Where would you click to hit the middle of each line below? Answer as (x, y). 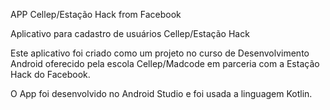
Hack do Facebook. (50, 74)
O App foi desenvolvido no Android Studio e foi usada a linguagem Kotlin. (161, 93)
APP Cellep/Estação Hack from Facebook (96, 14)
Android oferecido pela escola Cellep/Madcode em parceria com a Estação (165, 63)
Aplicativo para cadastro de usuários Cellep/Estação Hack (130, 33)
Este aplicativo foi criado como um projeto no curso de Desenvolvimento (160, 53)
